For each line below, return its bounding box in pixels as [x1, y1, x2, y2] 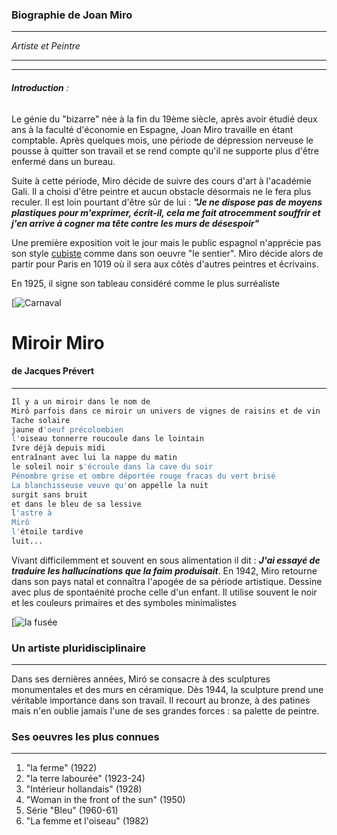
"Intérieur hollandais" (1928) [25, 783, 143, 795]
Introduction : [11, 81, 69, 93]
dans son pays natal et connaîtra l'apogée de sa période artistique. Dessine [11, 575, 323, 587]
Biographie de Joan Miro [11, 8, 133, 22]
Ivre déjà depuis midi [11, 443, 106, 453]
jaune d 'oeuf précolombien [11, 424, 124, 435]
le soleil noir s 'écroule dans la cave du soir [11, 462, 214, 472]
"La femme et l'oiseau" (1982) [25, 815, 149, 827]
